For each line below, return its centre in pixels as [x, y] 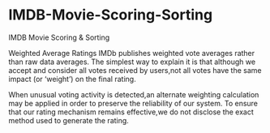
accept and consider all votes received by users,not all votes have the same [135, 70]
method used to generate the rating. [69, 120]
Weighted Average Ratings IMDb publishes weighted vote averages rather [132, 53]
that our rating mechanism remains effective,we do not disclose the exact [131, 112]
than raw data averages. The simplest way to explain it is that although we [132, 62]
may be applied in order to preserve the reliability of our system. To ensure [133, 103]
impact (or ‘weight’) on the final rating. [72, 79]
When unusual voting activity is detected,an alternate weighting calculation [134, 94]
